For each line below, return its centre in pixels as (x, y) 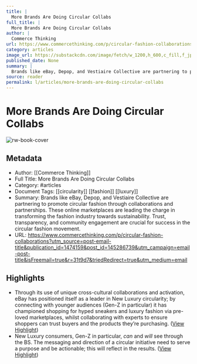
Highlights (26, 278)
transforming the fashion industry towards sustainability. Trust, (90, 216)
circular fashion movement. (47, 229)
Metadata (24, 159)
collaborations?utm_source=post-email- (63, 241)
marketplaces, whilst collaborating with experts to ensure (98, 317)
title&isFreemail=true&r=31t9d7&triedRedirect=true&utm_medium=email (101, 260)
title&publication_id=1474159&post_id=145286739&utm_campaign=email (102, 247)
